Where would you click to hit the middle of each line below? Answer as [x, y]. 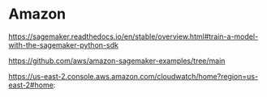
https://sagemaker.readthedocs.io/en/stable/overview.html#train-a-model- [133, 36]
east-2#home [31, 85]
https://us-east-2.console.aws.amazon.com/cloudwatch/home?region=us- [133, 76]
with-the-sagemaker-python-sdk [64, 44]
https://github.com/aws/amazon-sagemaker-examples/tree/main [117, 61]
